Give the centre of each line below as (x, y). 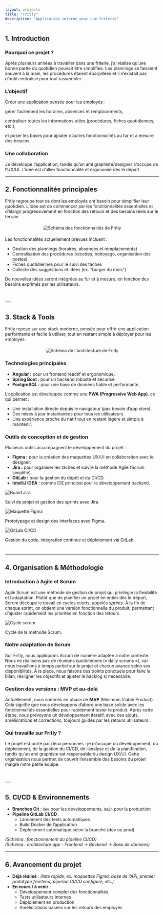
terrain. (12, 217)
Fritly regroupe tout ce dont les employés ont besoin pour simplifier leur (77, 201)
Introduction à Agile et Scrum (41, 582)
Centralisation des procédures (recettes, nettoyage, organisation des (81, 254)
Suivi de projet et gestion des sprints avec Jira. (52, 502)
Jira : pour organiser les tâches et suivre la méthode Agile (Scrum (78, 467)
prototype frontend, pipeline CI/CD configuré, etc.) (63, 882)
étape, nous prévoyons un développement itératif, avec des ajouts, (72, 715)
